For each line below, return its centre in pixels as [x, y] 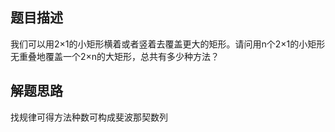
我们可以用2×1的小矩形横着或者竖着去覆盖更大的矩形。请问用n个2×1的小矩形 [168, 44]
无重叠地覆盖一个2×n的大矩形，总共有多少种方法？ [115, 56]
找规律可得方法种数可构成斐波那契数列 [89, 117]
